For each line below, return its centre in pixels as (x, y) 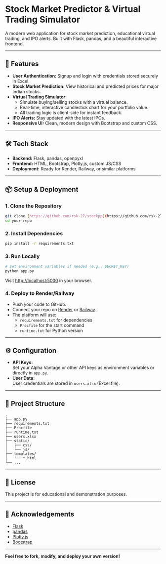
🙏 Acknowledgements (40, 514)
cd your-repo (19, 221)
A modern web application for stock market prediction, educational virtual (80, 33)
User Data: (23, 378)
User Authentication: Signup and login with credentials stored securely (85, 76)
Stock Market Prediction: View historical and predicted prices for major (85, 86)
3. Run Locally (22, 256)
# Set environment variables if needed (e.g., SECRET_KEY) (67, 267)
